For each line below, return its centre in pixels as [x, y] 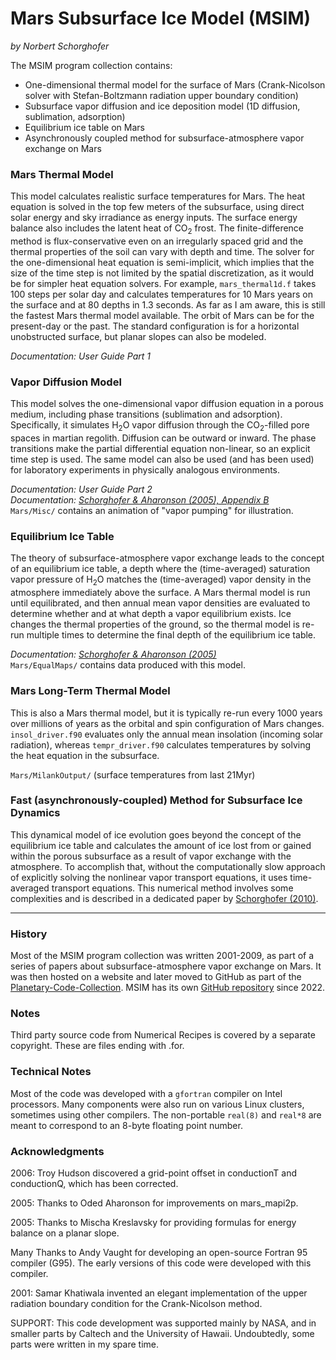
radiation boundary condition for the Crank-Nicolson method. [136, 1303]
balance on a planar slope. [65, 1233]
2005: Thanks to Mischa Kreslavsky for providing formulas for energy [153, 1222]
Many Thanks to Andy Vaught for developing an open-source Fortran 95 [159, 1252]
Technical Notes [51, 1072]
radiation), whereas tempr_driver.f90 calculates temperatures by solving [161, 744]
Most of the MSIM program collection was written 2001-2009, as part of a [162, 956]
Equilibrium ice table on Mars [84, 127]
